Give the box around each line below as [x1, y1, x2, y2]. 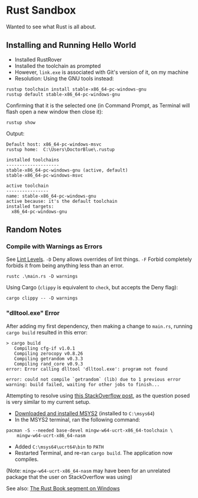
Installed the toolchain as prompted [14, 62, 101, 69]
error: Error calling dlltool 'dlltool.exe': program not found [6, 366, 168, 372]
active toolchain [6, 183, 49, 189]
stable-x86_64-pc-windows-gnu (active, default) [6, 167, 128, 173]
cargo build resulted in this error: [6, 329, 87, 336]
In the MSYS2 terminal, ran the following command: [14, 416, 141, 423]
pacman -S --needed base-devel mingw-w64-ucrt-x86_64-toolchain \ [6, 427, 173, 434]
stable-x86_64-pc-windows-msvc [6, 172, 83, 178]
